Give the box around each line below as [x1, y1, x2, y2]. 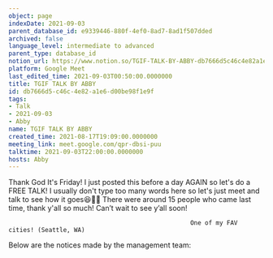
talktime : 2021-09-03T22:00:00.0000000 [8, 148, 144, 156]
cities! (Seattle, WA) [8, 226, 85, 234]
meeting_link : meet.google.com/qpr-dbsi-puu [8, 140, 162, 148]
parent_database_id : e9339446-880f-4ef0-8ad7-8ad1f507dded [8, 27, 213, 35]
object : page [8, 11, 53, 20]
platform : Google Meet [8, 65, 85, 73]
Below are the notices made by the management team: [8, 240, 192, 250]
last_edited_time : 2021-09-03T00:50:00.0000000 [8, 72, 173, 80]
